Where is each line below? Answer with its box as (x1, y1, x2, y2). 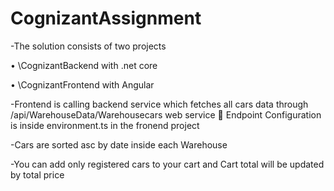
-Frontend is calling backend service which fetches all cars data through (10, 98, 309, 110)
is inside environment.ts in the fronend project (10, 119, 200, 131)
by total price (10, 168, 65, 181)
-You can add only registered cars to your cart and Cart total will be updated (10, 158, 325, 170)
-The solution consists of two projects (10, 40, 167, 52)
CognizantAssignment (10, 7, 202, 30)
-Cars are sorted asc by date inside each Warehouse (10, 138, 228, 151)
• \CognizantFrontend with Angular (10, 78, 155, 91)
